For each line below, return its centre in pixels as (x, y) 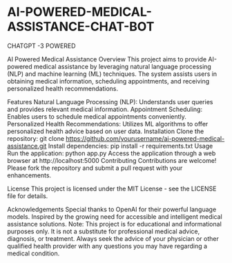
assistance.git (27, 146)
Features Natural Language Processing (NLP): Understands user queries (110, 101)
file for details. (28, 196)
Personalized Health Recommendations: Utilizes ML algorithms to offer (108, 124)
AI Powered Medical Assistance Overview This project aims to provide (107, 59)
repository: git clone (36, 138)
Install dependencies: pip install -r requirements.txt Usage (130, 146)
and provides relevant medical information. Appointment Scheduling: (105, 109)
